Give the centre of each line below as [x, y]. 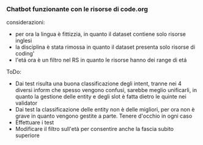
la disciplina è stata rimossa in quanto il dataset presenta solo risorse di [105, 47]
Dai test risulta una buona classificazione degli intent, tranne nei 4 [98, 83]
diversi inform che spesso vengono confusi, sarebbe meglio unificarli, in [106, 90]
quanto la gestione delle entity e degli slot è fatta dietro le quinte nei [101, 97]
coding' [25, 54]
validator [26, 103]
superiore [27, 135]
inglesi [24, 41]
